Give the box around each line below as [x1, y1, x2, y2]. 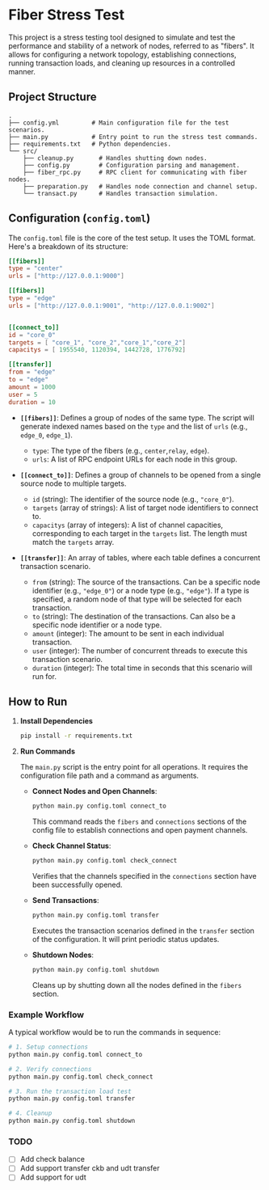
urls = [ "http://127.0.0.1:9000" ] [8, 272, 125, 281]
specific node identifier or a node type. [32, 620, 162, 630]
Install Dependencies [19, 716, 93, 726]
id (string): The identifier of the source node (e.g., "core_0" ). [32, 494, 234, 504]
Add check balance [19, 1154, 85, 1164]
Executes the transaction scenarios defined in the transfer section [32, 926, 254, 935]
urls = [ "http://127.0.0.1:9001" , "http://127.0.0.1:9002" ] [8, 302, 216, 310]
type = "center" [8, 264, 63, 272]
